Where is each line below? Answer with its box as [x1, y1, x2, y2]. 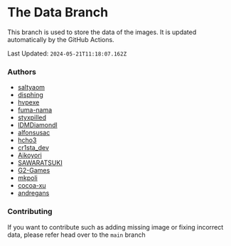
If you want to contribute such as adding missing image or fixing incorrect [7, 223, 224, 231]
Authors [7, 67, 37, 77]
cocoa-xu [17, 181, 46, 190]
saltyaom [17, 83, 45, 92]
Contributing [7, 207, 53, 217]
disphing [17, 90, 44, 100]
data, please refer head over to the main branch [7, 230, 146, 239]
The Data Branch [7, 4, 109, 21]
